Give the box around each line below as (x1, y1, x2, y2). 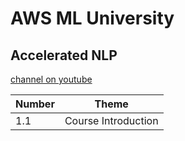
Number (15, 97, 55, 111)
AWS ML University (10, 7, 175, 30)
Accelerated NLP (10, 47, 118, 64)
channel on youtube (10, 73, 93, 85)
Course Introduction (64, 114, 159, 127)
